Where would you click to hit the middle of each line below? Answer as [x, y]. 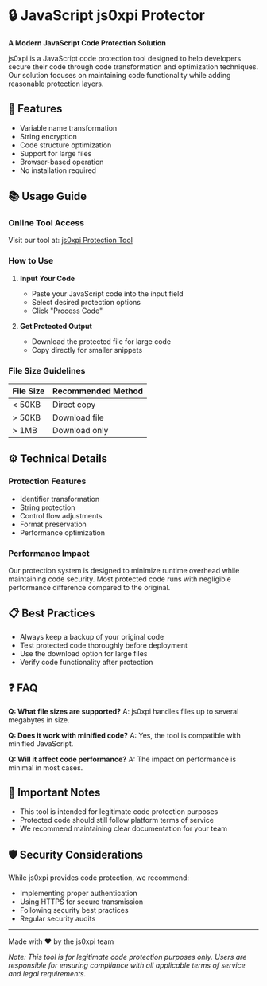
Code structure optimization [66, 145]
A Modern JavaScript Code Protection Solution [87, 43]
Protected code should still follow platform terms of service [117, 820]
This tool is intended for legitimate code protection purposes [119, 812]
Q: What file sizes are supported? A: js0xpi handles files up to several [124, 711]
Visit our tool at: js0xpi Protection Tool [71, 241]
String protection [47, 507]
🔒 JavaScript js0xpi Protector [106, 16]
